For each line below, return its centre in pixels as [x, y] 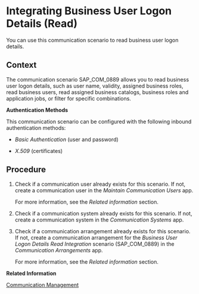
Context [21, 65]
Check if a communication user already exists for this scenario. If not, [100, 184]
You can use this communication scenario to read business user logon [92, 40]
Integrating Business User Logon [89, 11]
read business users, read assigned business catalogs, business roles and [97, 92]
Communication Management [43, 284]
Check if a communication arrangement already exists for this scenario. [102, 231]
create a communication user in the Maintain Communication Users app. [104, 190]
